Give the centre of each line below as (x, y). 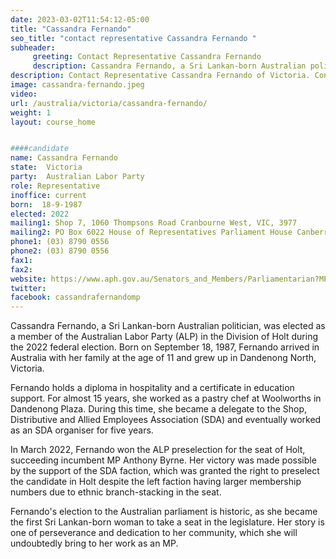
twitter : (28, 288)
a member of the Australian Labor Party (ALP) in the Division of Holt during (164, 337)
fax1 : (21, 260)
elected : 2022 (40, 214)
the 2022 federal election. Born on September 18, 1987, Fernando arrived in (165, 347)
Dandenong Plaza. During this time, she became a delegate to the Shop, (159, 409)
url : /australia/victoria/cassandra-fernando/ (109, 103)
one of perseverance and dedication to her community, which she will (154, 533)
